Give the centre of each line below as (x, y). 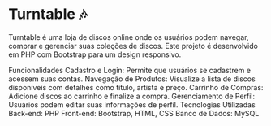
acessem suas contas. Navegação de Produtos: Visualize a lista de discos (132, 79)
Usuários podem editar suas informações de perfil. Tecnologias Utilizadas (132, 104)
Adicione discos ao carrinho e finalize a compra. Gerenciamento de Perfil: (132, 96)
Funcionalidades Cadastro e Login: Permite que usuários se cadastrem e (130, 70)
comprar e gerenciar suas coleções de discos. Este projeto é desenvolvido (133, 46)
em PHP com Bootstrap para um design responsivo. (95, 54)
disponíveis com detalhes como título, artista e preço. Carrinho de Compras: (136, 87)
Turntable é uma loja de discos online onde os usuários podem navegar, (129, 37)
